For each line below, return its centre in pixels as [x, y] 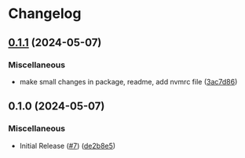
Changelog [45, 14]
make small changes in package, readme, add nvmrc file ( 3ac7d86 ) [128, 81]
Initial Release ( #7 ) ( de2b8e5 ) [68, 145]
